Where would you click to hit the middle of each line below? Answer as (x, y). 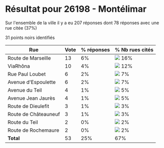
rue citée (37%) (21, 28)
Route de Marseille (29, 58)
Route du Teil (23, 122)
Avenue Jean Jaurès (31, 98)
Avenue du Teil (25, 90)
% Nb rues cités (134, 49)
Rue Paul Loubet (27, 74)
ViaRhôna (19, 66)
